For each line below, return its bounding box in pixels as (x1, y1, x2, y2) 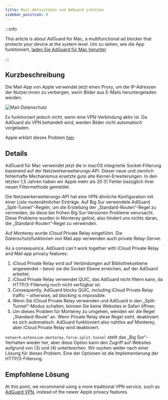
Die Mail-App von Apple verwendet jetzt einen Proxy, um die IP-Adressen (5, 84, 156, 90)
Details (5, 149, 28, 157)
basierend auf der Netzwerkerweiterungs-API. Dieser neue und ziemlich (5, 168, 154, 174)
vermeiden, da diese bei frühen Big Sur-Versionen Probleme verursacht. (5, 210, 154, 216)
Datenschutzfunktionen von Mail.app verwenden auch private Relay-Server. (5, 235, 162, 242)
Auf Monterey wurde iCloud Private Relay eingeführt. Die (5, 230, 123, 236)
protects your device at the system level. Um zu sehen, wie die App (5, 41, 144, 47)
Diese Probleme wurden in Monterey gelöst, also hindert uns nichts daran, (5, 215, 158, 221)
